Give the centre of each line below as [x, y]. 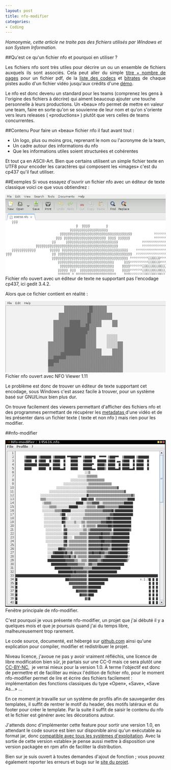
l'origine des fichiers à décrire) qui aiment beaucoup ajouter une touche [81, 99]
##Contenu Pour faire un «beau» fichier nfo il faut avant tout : [70, 131]
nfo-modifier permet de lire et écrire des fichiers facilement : [69, 678]
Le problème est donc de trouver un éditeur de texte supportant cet [76, 386]
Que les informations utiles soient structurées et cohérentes [75, 151]
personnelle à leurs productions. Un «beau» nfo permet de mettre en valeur [84, 104]
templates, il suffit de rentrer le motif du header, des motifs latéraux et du [82, 704]
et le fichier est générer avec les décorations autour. [60, 715]
